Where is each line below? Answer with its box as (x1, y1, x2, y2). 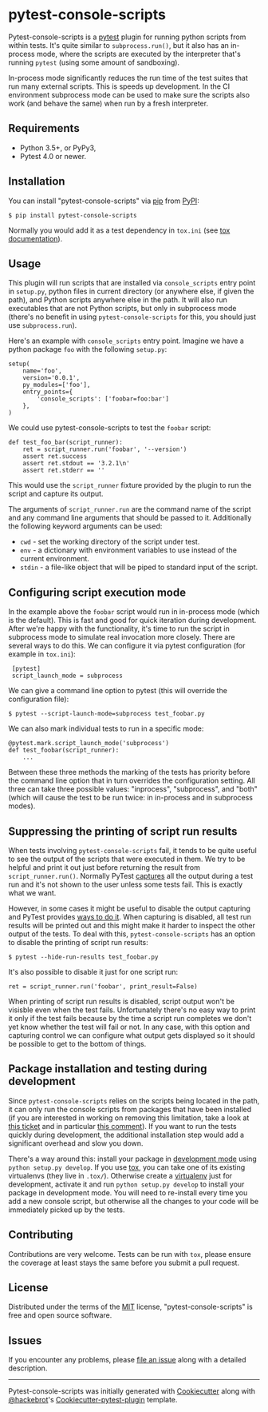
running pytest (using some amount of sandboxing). (8, 58, 180, 67)
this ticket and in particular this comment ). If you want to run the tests (8, 1121, 237, 1131)
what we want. (8, 888, 57, 897)
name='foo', (22, 367, 62, 375)
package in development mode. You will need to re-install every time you (8, 1187, 248, 1197)
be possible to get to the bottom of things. (8, 1039, 147, 1048)
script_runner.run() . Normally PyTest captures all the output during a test (8, 872, 254, 880)
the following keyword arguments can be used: (8, 521, 163, 531)
